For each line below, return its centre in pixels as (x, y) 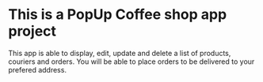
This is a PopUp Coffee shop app (118, 15)
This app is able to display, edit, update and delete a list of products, (120, 53)
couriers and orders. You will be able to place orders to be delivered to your (131, 61)
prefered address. (38, 69)
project (32, 31)
